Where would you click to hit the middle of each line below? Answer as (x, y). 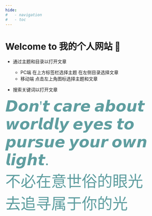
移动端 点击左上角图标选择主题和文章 (59, 79)
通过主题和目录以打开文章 (40, 61)
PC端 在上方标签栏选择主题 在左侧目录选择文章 (69, 73)
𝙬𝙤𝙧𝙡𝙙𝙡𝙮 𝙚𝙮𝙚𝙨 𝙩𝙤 (70, 124)
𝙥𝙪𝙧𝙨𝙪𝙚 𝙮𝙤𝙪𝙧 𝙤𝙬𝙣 (77, 142)
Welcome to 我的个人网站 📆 (63, 46)
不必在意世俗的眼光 (74, 181)
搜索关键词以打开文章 (35, 90)
